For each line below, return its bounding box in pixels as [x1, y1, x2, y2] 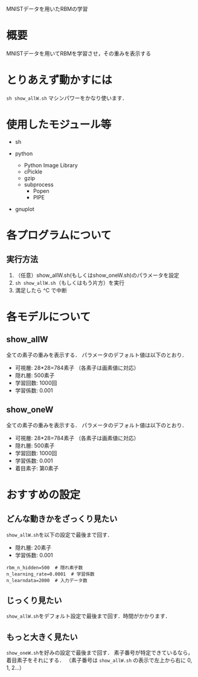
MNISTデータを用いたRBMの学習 [6, 5, 88, 12]
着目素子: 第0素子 [14, 464, 59, 471]
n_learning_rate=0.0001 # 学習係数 [6, 571, 95, 577]
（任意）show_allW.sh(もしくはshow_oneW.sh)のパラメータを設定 [14, 271, 179, 279]
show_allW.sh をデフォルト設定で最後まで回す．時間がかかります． [6, 612, 171, 620]
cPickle [24, 168, 43, 175]
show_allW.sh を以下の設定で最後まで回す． [6, 531, 113, 538]
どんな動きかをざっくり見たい [6, 514, 118, 524]
